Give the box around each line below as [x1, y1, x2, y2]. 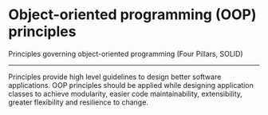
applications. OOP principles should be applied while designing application [8, 80, 254, 89]
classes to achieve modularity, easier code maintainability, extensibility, [8, 89, 243, 98]
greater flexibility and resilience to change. [8, 97, 149, 107]
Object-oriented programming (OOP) [8, 6, 257, 24]
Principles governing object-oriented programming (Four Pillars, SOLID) [8, 49, 243, 58]
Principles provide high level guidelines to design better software [8, 72, 222, 81]
